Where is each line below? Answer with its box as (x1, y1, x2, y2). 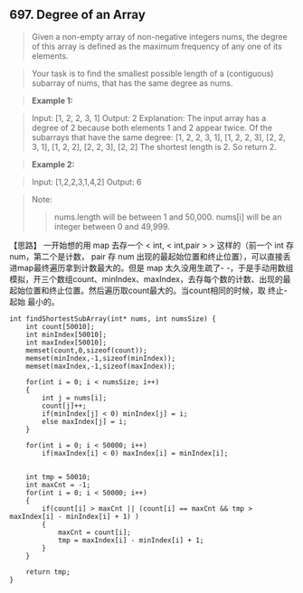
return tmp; (25, 567, 71, 577)
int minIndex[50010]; (25, 330, 107, 339)
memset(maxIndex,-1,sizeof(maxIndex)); (25, 362, 176, 371)
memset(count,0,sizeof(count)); (25, 345, 147, 355)
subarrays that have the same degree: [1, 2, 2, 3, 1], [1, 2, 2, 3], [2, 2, (31, 131, 287, 143)
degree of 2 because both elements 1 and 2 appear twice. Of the (31, 122, 273, 133)
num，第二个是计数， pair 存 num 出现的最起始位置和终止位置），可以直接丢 (9, 250, 291, 261)
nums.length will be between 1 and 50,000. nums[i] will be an (53, 212, 282, 222)
